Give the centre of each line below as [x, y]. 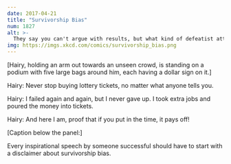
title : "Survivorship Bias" [47, 20]
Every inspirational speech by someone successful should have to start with [115, 146]
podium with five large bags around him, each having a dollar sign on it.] [109, 72]
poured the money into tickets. [51, 106]
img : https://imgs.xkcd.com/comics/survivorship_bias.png [92, 45]
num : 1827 [21, 26]
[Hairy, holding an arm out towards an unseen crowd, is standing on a [106, 65]
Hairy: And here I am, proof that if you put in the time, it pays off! [99, 119]
